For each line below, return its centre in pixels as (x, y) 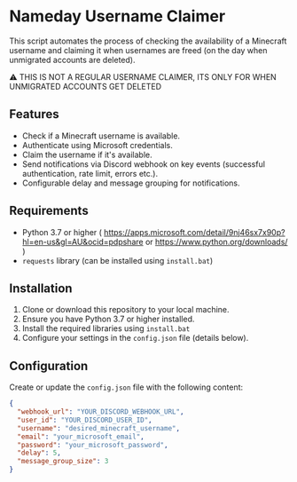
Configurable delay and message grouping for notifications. (131, 183)
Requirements (49, 211)
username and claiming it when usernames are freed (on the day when (138, 50)
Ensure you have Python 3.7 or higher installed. (108, 319)
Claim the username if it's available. (87, 154)
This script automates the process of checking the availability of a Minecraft (148, 41)
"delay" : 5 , (39, 453)
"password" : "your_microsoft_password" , (93, 445)
